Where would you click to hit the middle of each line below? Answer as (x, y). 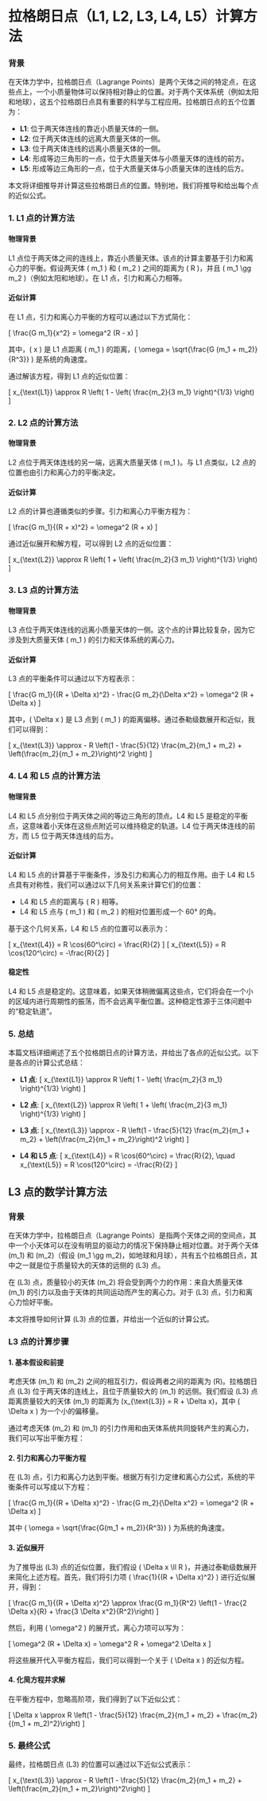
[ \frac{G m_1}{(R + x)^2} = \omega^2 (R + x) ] (83, 528)
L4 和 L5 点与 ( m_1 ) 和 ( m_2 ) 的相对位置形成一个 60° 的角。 (120, 911)
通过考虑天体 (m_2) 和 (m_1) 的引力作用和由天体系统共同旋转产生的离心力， (131, 1428)
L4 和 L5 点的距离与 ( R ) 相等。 (71, 901)
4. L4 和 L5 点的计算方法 (54, 776)
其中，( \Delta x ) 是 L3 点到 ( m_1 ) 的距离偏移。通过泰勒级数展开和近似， (128, 720)
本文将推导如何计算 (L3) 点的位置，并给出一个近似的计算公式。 (111, 1319)
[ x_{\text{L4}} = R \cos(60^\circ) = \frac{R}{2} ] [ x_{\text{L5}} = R (117, 944)
